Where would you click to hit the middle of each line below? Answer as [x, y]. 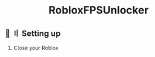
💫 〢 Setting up [33, 33]
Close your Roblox [36, 48]
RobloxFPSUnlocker [99, 10]
